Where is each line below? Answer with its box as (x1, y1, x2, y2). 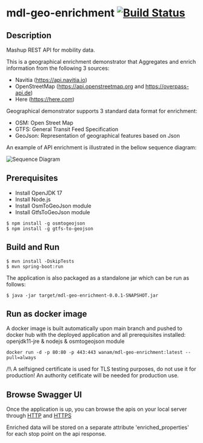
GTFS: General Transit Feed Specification (15, 126, 119, 133)
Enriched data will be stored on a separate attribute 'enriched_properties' (6, 424, 189, 431)
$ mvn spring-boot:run (6, 263, 64, 269)
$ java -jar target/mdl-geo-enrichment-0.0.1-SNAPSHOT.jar (6, 292, 159, 299)
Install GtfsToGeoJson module (15, 208, 90, 215)
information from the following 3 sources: (6, 64, 110, 72)
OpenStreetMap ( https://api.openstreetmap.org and (15, 83, 144, 90)
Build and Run (6, 242, 59, 252)
